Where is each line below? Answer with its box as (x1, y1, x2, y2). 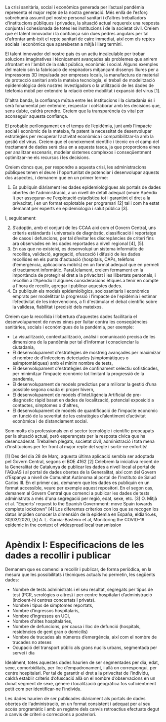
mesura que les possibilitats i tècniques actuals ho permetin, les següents (5, 571, 156, 577)
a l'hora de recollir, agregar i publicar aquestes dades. (12, 283, 123, 289)
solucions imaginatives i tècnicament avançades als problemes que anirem (5, 56, 158, 62)
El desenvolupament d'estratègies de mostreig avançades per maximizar (12, 350, 161, 355)
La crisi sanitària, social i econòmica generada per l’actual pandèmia (5, 4, 144, 10)
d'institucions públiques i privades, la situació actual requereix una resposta (5, 20, 160, 26)
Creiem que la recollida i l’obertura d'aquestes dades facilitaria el (5, 314, 137, 320)
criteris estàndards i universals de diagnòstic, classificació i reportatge (12, 230, 157, 236)
